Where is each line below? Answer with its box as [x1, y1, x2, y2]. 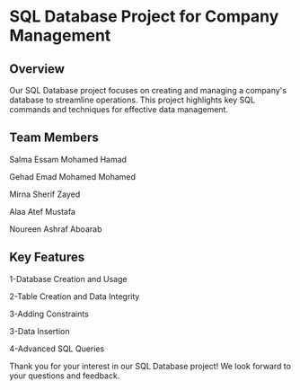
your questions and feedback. [9, 370, 120, 381]
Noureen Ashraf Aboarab [9, 223, 102, 235]
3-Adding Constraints [9, 308, 90, 319]
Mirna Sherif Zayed [9, 189, 81, 199]
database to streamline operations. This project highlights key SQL [9, 94, 256, 105]
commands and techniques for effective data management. [9, 104, 229, 114]
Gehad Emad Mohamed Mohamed [9, 171, 137, 182]
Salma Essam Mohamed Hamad [9, 154, 128, 164]
